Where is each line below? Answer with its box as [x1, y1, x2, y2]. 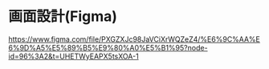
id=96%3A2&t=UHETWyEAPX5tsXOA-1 [8, 51, 139, 61]
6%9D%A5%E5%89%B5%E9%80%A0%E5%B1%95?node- [8, 43, 208, 52]
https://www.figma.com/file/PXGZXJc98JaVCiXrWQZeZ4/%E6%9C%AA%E [8, 34, 261, 44]
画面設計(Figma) [8, 7, 118, 26]
